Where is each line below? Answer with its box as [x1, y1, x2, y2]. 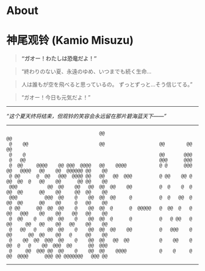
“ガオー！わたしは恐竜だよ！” [21, 55, 97, 62]
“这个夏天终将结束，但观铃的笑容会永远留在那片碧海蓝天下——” [6, 112, 167, 120]
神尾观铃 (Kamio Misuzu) [6, 34, 134, 48]
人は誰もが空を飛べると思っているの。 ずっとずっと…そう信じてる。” [21, 81, 193, 89]
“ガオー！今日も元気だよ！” [21, 94, 91, 101]
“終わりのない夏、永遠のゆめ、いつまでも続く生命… [21, 68, 152, 75]
